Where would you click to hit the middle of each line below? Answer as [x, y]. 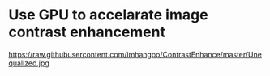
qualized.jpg [29, 63]
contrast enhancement [87, 32]
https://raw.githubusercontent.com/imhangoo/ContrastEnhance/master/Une [135, 54]
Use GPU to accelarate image [108, 15]
